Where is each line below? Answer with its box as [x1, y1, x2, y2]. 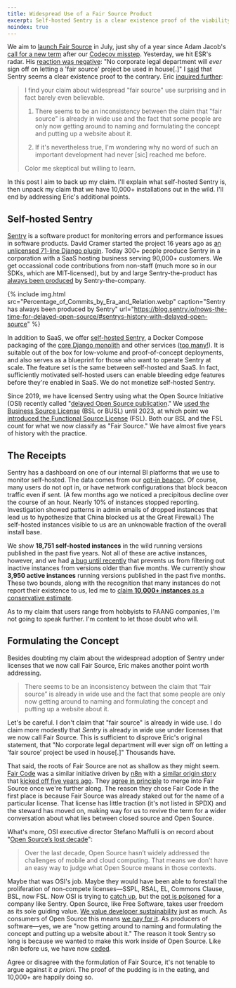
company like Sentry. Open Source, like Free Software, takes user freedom [7, 900, 223, 908]
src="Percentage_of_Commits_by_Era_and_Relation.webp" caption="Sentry [7, 298, 226, 306]
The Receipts [7, 449, 67, 461]
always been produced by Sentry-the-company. [7, 277, 146, 285]
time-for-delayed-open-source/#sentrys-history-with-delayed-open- [7, 312, 208, 321]
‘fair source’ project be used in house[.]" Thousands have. [7, 748, 176, 756]
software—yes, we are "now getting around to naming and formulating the [7, 921, 223, 930]
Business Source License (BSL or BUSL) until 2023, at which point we [7, 407, 209, 415]
